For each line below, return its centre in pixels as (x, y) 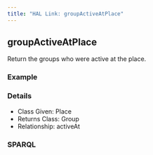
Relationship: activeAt (49, 126)
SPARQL (22, 144)
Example (22, 77)
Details (20, 96)
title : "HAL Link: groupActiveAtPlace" (66, 14)
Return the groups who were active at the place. (77, 59)
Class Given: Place (45, 111)
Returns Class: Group (48, 119)
